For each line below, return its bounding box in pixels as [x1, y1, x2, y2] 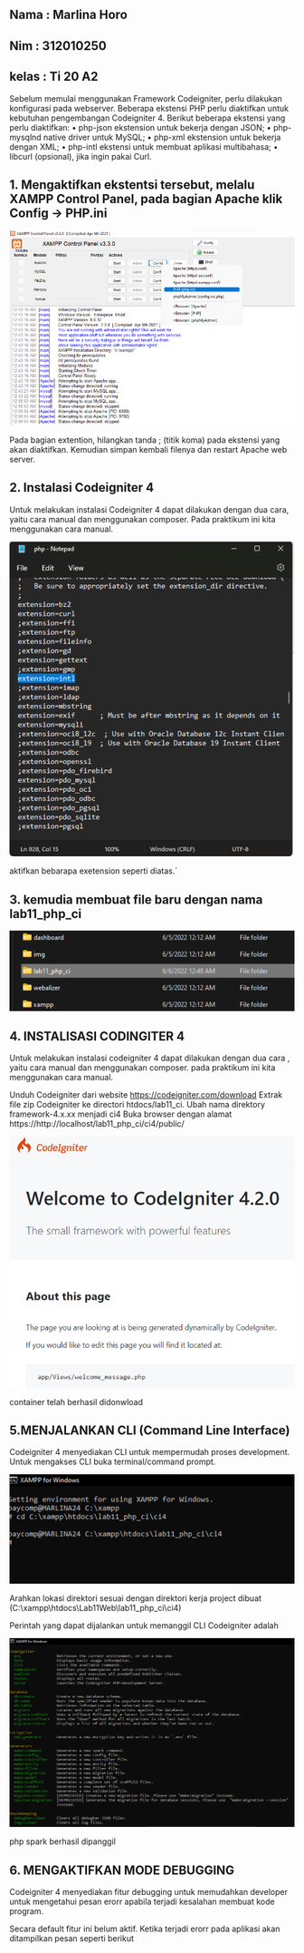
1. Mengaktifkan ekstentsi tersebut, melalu [9, 177, 255, 192]
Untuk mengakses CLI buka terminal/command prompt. [9, 1456, 216, 1468]
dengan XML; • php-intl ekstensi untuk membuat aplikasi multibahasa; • [9, 141, 279, 152]
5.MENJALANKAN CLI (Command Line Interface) [9, 1423, 290, 1438]
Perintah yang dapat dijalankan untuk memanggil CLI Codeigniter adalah [9, 1619, 279, 1631]
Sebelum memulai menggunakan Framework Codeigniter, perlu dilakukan [9, 93, 282, 103]
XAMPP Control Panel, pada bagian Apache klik [9, 190, 283, 207]
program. [9, 1906, 44, 1917]
